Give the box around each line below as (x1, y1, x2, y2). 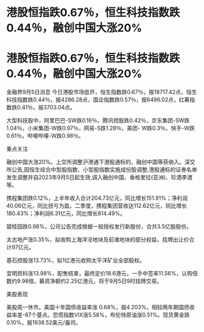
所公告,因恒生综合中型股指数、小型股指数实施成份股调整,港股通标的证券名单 (6, 166, 198, 173)
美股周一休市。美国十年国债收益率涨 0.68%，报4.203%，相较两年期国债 (6, 304, 190, 311)
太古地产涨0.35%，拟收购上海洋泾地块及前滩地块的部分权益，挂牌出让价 (6, 236, 189, 243)
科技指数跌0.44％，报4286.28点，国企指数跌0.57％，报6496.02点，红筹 (6, 96, 190, 103)
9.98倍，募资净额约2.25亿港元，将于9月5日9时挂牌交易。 (17, 277, 162, 285)
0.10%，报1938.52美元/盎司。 (6, 319, 81, 326)
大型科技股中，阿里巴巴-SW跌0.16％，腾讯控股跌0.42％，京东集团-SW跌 (6, 117, 190, 124)
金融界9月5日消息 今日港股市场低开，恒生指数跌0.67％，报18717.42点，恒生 (6, 89, 197, 96)
